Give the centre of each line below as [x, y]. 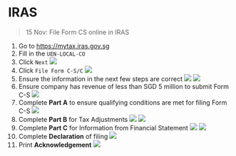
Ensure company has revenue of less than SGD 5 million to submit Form [124, 86]
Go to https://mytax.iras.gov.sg [64, 46]
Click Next [33, 62]
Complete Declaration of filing [63, 136]
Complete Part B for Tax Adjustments [73, 119]
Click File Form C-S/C [51, 70]
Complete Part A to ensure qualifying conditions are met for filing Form [123, 102]
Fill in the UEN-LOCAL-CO [52, 53]
